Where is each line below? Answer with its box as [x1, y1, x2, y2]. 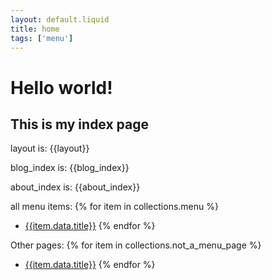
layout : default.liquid [10, 14, 110, 25]
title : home [10, 24, 60, 34]
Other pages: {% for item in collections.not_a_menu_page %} [10, 239, 262, 251]
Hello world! [10, 76, 113, 99]
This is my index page [10, 116, 150, 133]
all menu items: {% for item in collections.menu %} [10, 201, 219, 213]
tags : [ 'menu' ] [10, 33, 74, 43]
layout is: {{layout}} [10, 142, 90, 155]
